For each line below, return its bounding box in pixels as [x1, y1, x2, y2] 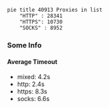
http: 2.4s [16, 80, 45, 89]
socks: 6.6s [16, 95, 50, 103]
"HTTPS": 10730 [19, 19, 63, 25]
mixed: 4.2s [16, 73, 51, 81]
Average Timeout [7, 57, 58, 65]
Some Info [7, 40, 43, 50]
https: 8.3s [16, 87, 48, 96]
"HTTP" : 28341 [19, 12, 63, 19]
